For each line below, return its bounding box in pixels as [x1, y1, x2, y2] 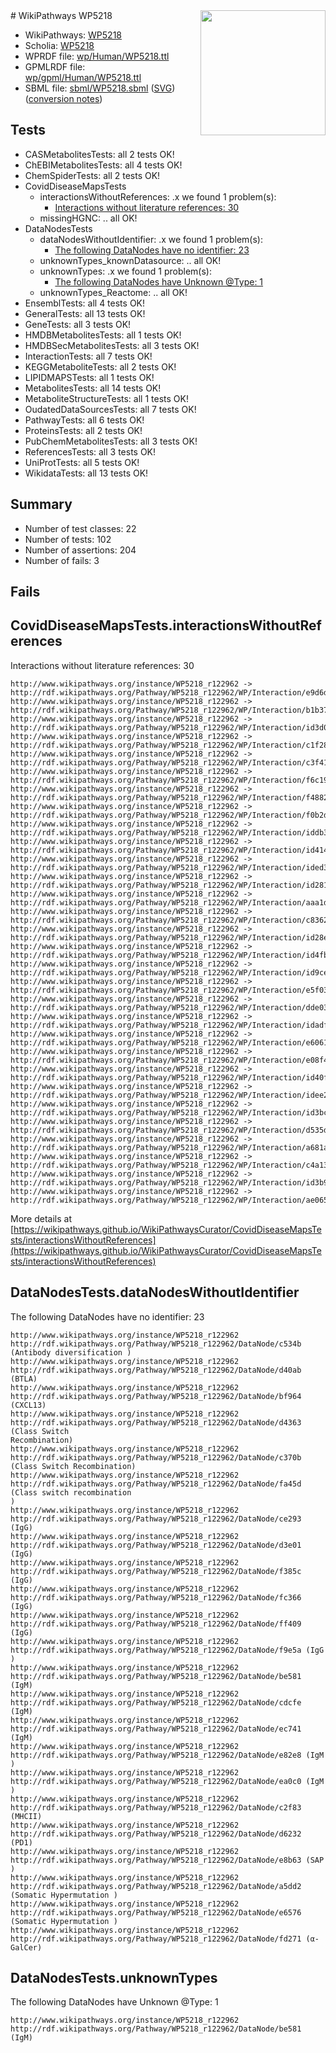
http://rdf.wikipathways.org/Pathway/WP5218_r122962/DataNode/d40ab [10, 1365, 302, 1375]
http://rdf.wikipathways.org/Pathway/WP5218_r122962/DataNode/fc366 [10, 1592, 302, 1603]
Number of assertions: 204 [24, 544, 137, 556]
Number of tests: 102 [24, 533, 112, 545]
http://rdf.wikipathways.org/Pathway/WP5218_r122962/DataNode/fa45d [10, 1479, 302, 1489]
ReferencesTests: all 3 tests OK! [24, 445, 157, 458]
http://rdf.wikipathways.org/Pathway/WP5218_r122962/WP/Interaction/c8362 [10, 915, 329, 925]
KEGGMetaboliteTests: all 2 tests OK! [24, 360, 177, 373]
